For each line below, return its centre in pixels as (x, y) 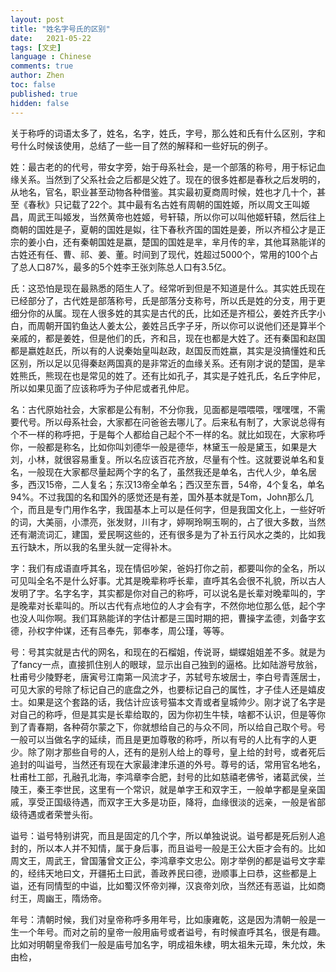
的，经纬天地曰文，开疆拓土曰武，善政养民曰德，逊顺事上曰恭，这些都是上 (163, 873)
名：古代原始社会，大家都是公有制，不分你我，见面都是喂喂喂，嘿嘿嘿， (159, 409)
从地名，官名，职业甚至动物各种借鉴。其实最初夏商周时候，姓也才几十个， (163, 192)
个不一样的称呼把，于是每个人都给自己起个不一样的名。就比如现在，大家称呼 (168, 434)
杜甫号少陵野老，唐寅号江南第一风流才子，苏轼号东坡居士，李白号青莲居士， (168, 677)
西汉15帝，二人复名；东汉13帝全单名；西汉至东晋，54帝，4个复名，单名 (176, 484)
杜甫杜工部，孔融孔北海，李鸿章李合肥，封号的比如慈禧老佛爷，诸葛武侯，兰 (168, 777)
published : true (44, 94)
